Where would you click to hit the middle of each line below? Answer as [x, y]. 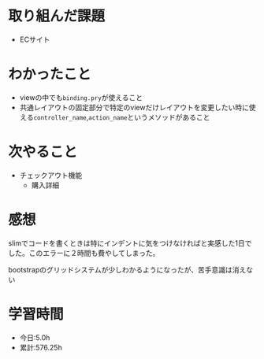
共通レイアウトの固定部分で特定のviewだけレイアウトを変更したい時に [134, 107]
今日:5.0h [35, 337]
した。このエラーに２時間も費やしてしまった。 [84, 253]
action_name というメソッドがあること [149, 117]
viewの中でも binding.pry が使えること [81, 97]
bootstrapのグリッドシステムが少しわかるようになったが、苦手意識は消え [127, 269]
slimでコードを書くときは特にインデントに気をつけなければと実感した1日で [130, 243]
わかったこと [50, 74]
